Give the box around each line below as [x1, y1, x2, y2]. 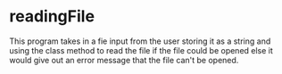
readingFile [9, 6, 95, 27]
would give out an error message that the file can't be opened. [9, 54, 239, 65]
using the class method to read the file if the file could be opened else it [9, 45, 274, 55]
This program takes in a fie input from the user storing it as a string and [9, 36, 271, 46]
